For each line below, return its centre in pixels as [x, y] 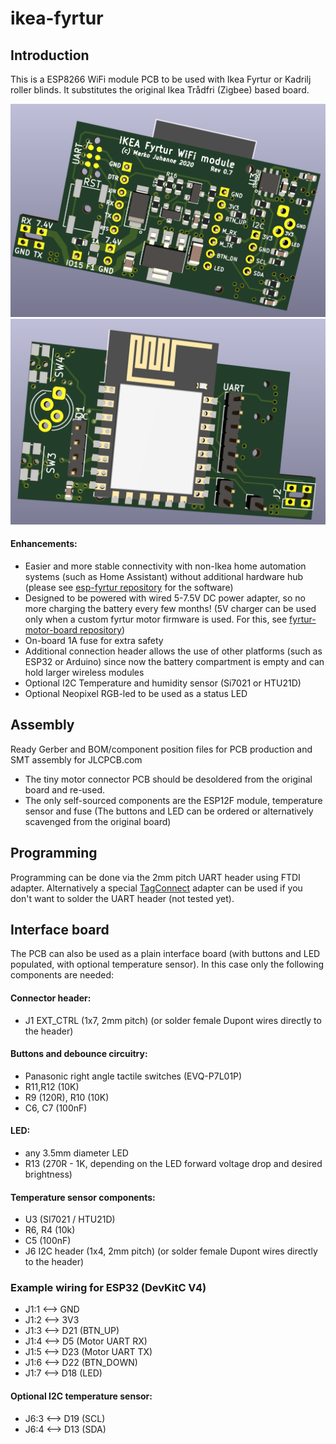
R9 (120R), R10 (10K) [67, 1097]
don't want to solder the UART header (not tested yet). [122, 898]
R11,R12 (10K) [52, 1086]
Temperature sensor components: [83, 1197]
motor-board [51, 629]
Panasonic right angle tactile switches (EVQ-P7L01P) [133, 1076]
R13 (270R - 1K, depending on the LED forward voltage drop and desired [173, 1163]
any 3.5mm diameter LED [76, 1153]
